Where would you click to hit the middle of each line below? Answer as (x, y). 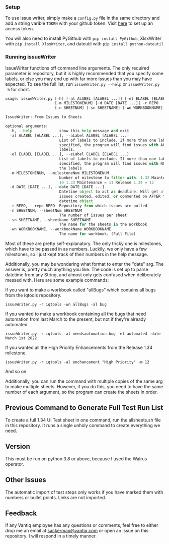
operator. (15, 464)
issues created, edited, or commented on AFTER (110, 197)
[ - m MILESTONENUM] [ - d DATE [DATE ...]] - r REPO (106, 103)
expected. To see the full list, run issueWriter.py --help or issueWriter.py (82, 84)
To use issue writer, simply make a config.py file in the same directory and (82, 18)
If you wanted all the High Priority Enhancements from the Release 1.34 (79, 348)
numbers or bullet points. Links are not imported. (56, 497)
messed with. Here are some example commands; (57, 280)
